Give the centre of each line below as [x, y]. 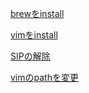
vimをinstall [34, 35]
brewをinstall [37, 13]
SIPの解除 [30, 56]
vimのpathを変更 [44, 77]
